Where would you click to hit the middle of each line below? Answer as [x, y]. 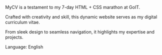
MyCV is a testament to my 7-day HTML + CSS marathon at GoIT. [73, 7]
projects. [14, 37]
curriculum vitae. [22, 22]
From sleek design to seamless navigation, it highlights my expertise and [80, 32]
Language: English [24, 47]
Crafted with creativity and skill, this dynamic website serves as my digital [81, 17]
